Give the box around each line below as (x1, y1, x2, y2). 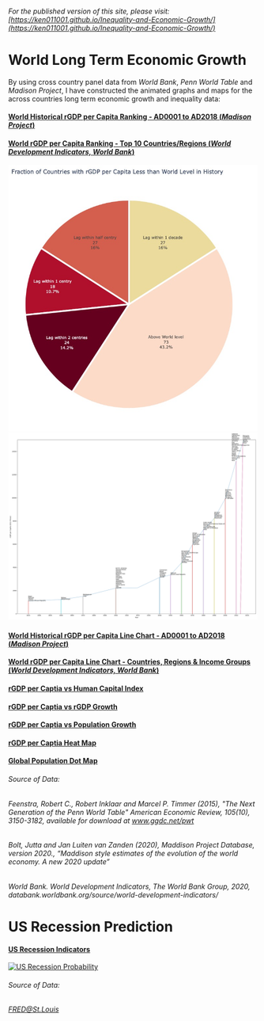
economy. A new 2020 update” (8, 857, 111, 867)
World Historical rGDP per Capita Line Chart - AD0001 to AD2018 (8, 631, 225, 640)
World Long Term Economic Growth (8, 51, 247, 69)
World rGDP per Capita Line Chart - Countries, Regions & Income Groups (8, 657, 251, 667)
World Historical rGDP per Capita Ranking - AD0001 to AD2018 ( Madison (8, 112, 251, 122)
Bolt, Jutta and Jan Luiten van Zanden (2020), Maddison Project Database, (8, 840, 255, 850)
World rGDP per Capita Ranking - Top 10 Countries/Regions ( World (8, 139, 232, 148)
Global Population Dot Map (8, 756, 98, 766)
